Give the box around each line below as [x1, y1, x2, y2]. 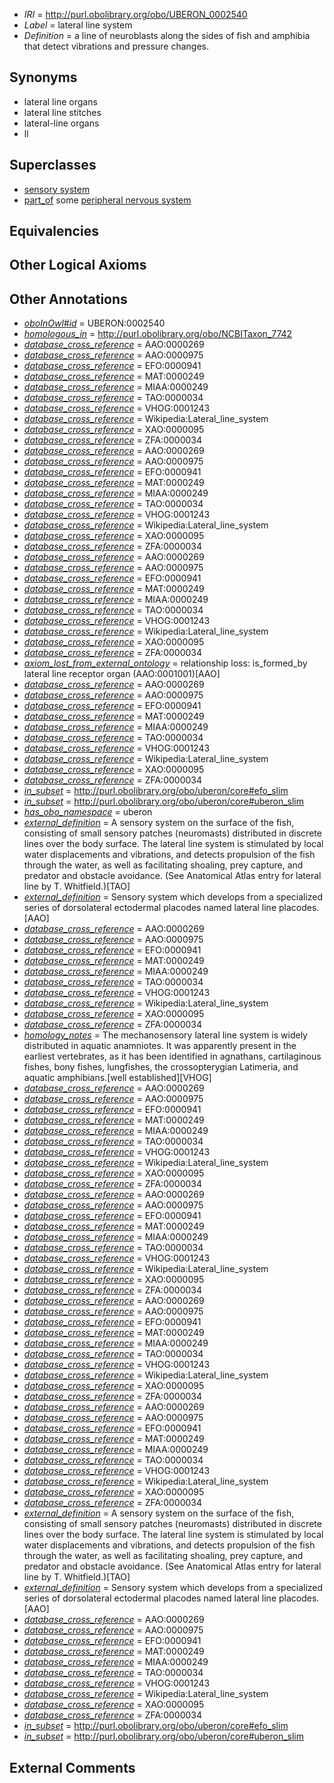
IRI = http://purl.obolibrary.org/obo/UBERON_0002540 [23, 9, 248, 20]
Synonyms [9, 69, 78, 86]
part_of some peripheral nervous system [23, 194, 192, 206]
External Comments [9, 1759, 136, 1776]
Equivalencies [9, 223, 99, 240]
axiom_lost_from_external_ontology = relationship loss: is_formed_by [23, 657, 308, 669]
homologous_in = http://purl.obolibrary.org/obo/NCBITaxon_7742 [23, 328, 293, 340]
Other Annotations [9, 290, 128, 308]
